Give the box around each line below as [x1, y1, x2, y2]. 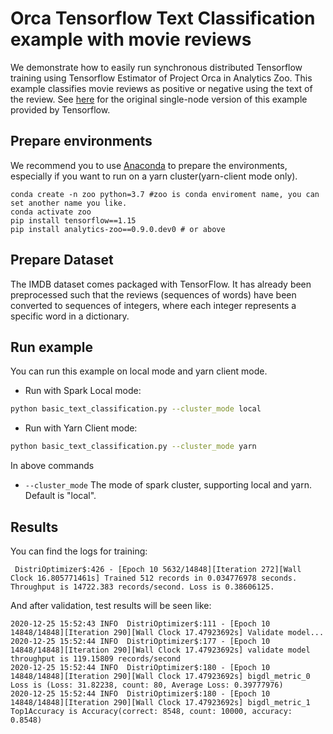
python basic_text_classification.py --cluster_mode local [10, 404, 262, 414]
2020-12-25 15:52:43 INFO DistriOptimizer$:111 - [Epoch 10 [10, 618, 271, 629]
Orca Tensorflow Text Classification [10, 7, 316, 30]
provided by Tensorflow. [10, 103, 111, 116]
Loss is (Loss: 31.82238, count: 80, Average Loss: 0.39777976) [10, 680, 284, 690]
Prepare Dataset [10, 252, 114, 269]
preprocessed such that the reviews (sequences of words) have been [10, 288, 297, 301]
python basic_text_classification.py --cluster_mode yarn [10, 442, 257, 452]
